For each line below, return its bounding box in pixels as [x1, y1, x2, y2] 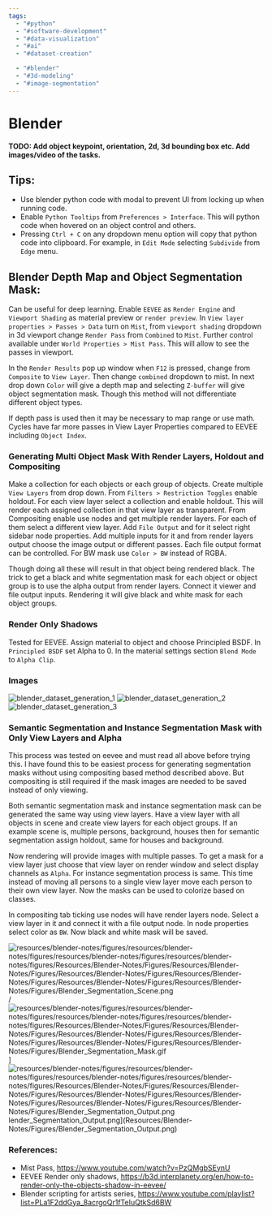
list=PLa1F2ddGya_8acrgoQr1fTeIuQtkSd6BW [19, 1197, 172, 1207]
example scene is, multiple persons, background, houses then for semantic [8, 827, 260, 837]
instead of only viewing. [8, 785, 89, 795]
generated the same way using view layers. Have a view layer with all [8, 809, 240, 820]
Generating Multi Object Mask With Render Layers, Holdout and [8, 451, 265, 463]
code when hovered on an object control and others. [19, 221, 196, 231]
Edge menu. [19, 247, 58, 256]
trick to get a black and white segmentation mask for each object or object [8, 573, 258, 583]
